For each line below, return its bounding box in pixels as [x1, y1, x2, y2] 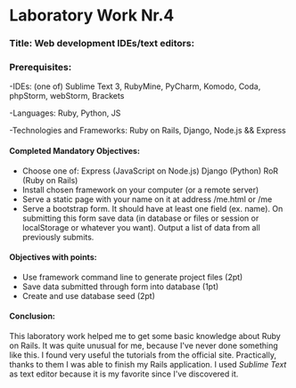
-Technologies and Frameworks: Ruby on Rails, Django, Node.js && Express [9, 125, 287, 136]
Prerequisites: [9, 61, 72, 74]
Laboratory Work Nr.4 [9, 5, 175, 26]
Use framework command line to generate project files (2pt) [21, 271, 243, 282]
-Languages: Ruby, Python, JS [9, 108, 121, 118]
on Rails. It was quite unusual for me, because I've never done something [9, 340, 278, 352]
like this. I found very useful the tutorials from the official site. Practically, [9, 350, 276, 360]
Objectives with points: [9, 252, 97, 263]
